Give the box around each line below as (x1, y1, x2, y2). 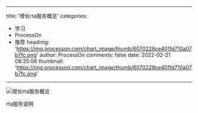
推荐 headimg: (14, 39, 50, 45)
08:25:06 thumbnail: (14, 58, 64, 65)
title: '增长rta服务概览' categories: (6, 12, 88, 19)
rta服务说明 (6, 101, 34, 107)
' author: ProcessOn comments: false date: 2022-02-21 (36, 51, 171, 58)
